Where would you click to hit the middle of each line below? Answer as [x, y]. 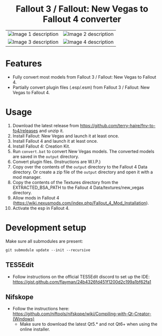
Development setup [46, 228]
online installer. [35, 329]
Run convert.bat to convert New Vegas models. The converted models [83, 151]
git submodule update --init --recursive [48, 250]
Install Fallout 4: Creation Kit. [41, 146]
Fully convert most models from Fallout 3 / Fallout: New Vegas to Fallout [84, 77]
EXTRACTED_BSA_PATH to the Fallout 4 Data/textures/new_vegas [78, 187]
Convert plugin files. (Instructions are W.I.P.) [57, 162]
